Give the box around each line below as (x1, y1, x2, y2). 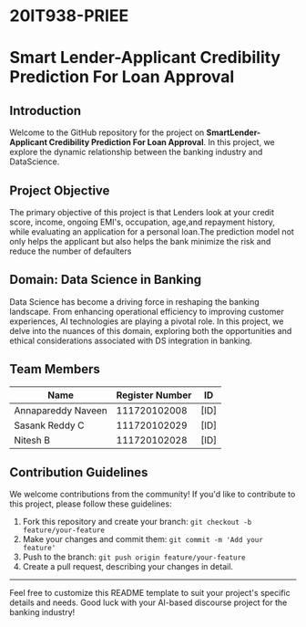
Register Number (116, 389, 192, 402)
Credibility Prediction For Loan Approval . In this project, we (48, 137, 275, 148)
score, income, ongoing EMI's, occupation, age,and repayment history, (9, 216, 276, 227)
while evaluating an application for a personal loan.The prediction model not (9, 226, 294, 237)
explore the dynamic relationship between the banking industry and (9, 147, 263, 158)
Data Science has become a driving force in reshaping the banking (9, 296, 260, 307)
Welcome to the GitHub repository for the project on (9, 127, 205, 138)
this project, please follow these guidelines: (9, 498, 172, 509)
